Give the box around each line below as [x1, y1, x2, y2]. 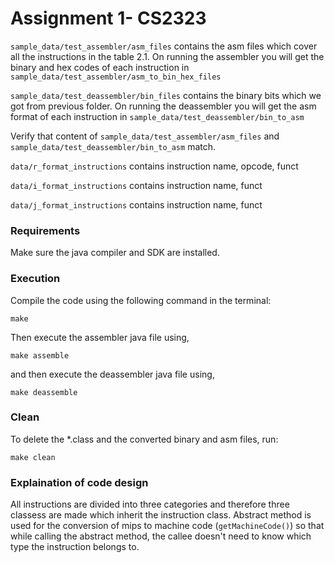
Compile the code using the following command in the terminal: [10, 294, 272, 306]
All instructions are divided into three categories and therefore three [10, 498, 290, 511]
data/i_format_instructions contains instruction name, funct [10, 179, 263, 191]
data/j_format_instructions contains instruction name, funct [10, 198, 263, 211]
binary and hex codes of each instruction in [10, 61, 190, 73]
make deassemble [10, 387, 78, 397]
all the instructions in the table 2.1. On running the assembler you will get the [10, 50, 325, 62]
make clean [10, 452, 56, 462]
